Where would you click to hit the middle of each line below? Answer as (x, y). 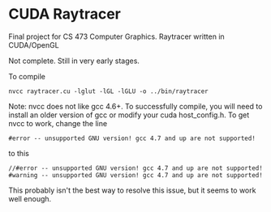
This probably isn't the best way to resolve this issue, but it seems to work (132, 190)
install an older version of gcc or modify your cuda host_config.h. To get (129, 115)
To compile (27, 76)
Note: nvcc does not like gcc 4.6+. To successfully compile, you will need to (135, 106)
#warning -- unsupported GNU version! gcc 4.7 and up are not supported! (136, 175)
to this (19, 153)
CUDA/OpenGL (34, 45)
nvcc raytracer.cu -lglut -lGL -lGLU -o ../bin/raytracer (108, 91)
